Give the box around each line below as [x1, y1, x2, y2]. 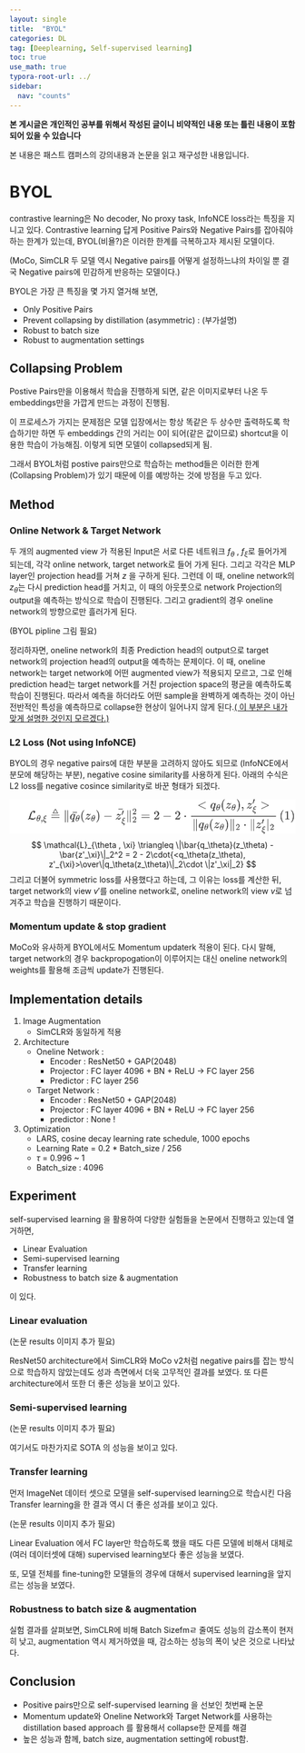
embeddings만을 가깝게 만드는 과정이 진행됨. [9, 397, 171, 408]
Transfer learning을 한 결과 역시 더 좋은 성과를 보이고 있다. [9, 1499, 219, 1509]
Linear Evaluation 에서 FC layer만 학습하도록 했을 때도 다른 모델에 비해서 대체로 [9, 1537, 293, 1549]
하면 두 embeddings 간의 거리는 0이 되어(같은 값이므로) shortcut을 [40, 428, 280, 439]
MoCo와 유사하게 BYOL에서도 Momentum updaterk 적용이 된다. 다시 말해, [9, 941, 276, 953]
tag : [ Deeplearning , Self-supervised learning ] [9, 44, 193, 53]
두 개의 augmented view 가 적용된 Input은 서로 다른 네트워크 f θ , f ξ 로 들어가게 [9, 546, 288, 559]
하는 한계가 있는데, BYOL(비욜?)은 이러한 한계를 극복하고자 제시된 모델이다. [9, 235, 275, 246]
